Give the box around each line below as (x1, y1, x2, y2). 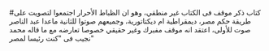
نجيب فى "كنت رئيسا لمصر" (9, 33, 94, 43)
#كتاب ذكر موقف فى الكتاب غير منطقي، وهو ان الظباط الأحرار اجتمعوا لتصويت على (9, 8, 262, 17)
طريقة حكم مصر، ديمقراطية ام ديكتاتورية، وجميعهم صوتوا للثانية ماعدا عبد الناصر (9, 16, 251, 26)
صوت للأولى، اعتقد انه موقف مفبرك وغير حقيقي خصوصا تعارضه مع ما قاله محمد (9, 25, 251, 34)
